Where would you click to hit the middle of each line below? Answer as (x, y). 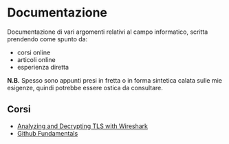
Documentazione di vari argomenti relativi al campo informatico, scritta (108, 32)
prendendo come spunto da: (47, 39)
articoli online (36, 59)
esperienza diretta (43, 67)
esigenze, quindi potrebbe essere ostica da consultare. (85, 88)
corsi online (34, 52)
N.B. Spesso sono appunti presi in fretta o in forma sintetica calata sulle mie (115, 80)
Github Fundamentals (47, 133)
